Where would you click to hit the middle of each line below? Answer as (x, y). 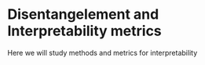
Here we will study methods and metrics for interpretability (102, 52)
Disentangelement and (83, 14)
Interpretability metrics (84, 31)
